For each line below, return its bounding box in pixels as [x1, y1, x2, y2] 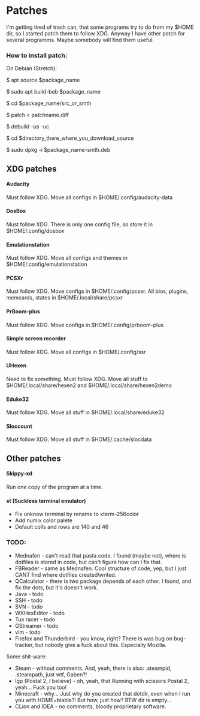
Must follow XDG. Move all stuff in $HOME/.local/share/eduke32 [6, 409, 165, 416]
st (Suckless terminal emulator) [6, 497, 86, 504]
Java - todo [14, 590, 44, 597]
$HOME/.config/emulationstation [6, 260, 87, 268]
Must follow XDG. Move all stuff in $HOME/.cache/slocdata [6, 436, 152, 443]
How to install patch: [6, 51, 68, 59]
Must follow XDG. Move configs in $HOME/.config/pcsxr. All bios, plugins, [6, 287, 189, 295]
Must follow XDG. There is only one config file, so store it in [6, 221, 153, 228]
